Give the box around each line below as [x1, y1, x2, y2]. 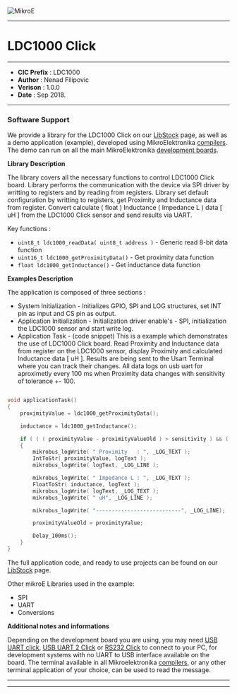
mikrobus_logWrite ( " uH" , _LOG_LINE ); [32, 494, 153, 501]
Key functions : [7, 225, 51, 233]
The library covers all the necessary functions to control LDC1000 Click [7, 173, 215, 182]
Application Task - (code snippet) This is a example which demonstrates [17, 332, 228, 341]
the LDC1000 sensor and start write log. [17, 324, 134, 333]
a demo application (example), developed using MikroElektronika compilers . [7, 139, 228, 147]
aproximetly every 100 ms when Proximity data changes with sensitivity [17, 370, 226, 378]
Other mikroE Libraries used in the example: [7, 580, 135, 588]
